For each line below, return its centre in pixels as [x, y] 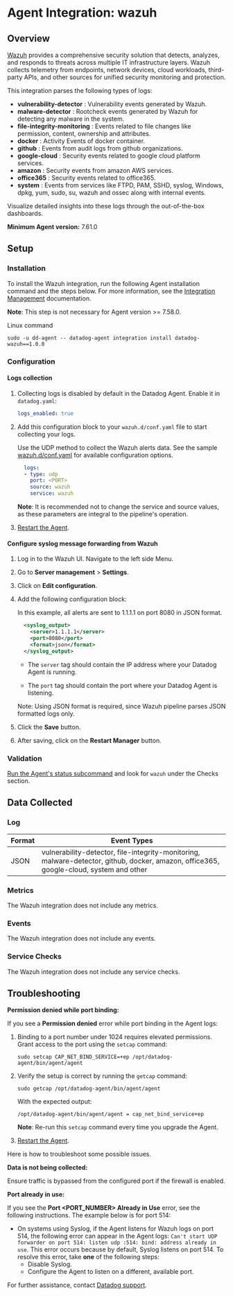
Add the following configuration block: [72, 599]
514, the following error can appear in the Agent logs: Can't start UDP [117, 1236]
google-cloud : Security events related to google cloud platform [109, 155]
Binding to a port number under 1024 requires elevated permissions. [115, 1037]
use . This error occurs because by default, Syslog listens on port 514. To [120, 1249]
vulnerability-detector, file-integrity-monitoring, [121, 852]
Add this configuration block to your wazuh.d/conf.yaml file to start [112, 427]
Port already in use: [36, 1195]
